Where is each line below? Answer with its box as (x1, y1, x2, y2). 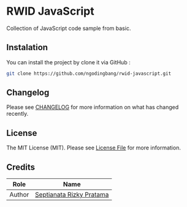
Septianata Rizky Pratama (34, 190, 109, 199)
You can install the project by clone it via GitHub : (6, 58, 131, 66)
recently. (6, 110, 29, 118)
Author (9, 190, 29, 199)
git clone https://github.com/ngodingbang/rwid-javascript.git (6, 70, 172, 77)
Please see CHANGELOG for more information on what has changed (6, 103, 179, 111)
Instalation (6, 42, 48, 53)
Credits (6, 162, 36, 172)
